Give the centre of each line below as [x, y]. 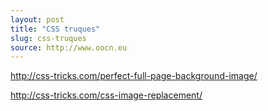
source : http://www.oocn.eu [69, 47]
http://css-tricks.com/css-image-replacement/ [106, 95]
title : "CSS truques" [55, 29]
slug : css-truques [48, 38]
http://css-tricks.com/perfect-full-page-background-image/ [134, 76]
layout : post [37, 19]
